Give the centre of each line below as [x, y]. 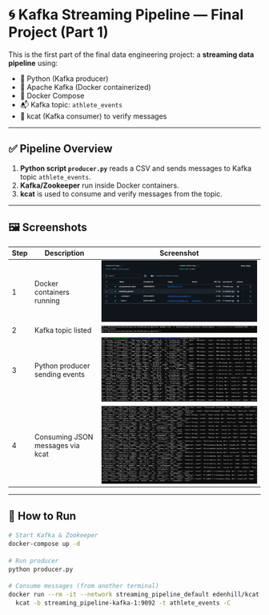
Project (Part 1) [58, 32]
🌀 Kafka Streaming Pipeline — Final [126, 15]
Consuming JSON [64, 437]
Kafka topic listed [63, 330]
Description [64, 253]
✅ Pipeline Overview [60, 149]
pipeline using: [33, 63]
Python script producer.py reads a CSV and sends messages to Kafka [136, 168]
